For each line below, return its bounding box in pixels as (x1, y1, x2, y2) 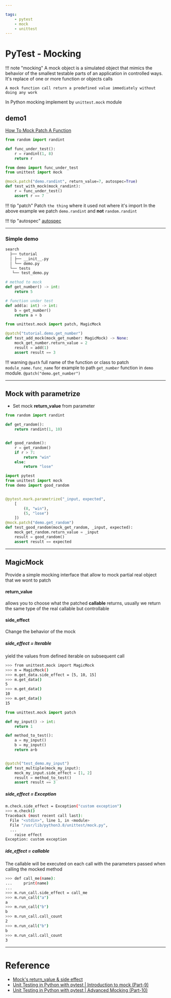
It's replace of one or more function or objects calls (5, 76, 113, 82)
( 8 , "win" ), (23, 506, 49, 511)
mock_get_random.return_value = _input (14, 530, 99, 535)
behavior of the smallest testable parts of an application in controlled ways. (5, 70, 163, 76)
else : (14, 459, 26, 464)
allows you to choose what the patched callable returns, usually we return (5, 600, 161, 606)
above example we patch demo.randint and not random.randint (5, 207, 137, 214)
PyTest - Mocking (5, 48, 81, 60)
